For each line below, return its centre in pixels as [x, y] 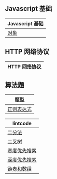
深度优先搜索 [22, 160]
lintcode [22, 124]
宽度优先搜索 [22, 151]
